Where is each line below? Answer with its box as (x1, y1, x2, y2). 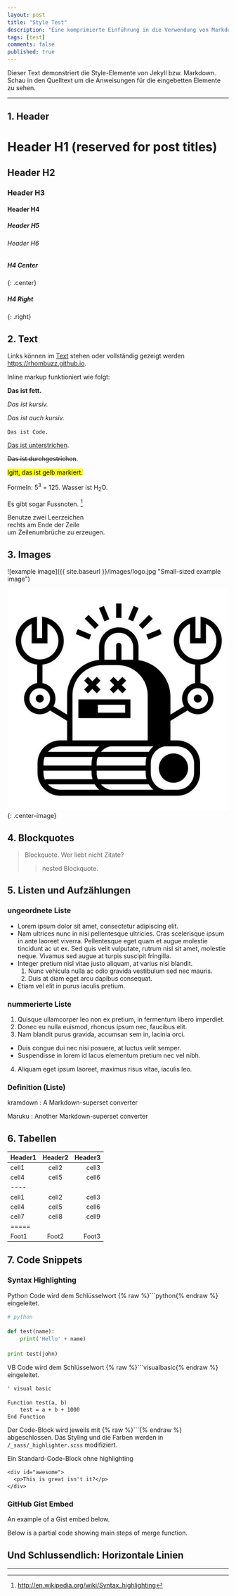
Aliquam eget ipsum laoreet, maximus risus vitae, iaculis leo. (17, 1064, 192, 1073)
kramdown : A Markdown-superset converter (7, 1098, 138, 1107)
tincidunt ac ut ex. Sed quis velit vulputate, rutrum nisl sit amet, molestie (17, 944, 226, 953)
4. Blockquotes (7, 831, 75, 844)
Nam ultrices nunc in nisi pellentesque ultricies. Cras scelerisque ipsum (17, 929, 225, 938)
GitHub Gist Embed (7, 1499, 74, 1509)
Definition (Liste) (7, 1082, 66, 1092)
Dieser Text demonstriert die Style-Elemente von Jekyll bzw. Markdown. (7, 69, 216, 77)
